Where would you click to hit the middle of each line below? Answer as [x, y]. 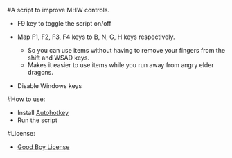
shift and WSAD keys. [59, 58]
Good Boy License [43, 147]
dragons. [40, 72]
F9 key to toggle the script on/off [64, 23]
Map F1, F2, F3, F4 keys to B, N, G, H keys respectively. [96, 37]
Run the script [37, 120]
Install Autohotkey [43, 113]
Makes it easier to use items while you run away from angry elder [121, 65]
